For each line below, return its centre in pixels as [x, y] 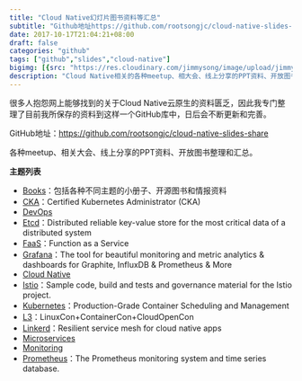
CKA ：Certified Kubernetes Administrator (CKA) [111, 201]
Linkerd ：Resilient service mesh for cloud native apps [122, 328]
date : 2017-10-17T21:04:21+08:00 [72, 34]
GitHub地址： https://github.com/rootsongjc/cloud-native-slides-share [139, 133]
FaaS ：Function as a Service [75, 243]
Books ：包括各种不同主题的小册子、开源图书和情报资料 [124, 190]
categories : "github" [50, 51]
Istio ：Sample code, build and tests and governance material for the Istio [157, 285]
